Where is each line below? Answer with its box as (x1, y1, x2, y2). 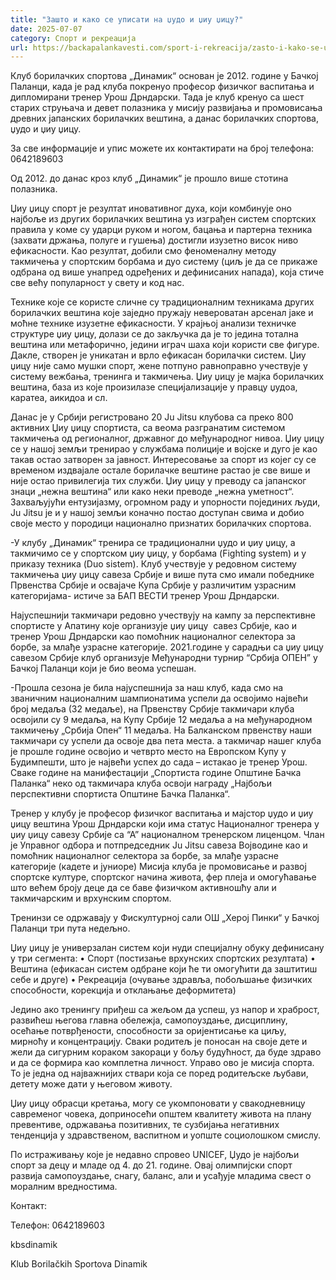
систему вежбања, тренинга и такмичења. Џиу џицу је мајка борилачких (10, 371, 325, 383)
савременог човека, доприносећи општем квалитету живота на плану (10, 1108, 312, 1120)
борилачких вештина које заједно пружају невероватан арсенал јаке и (10, 307, 314, 319)
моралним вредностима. (10, 1181, 118, 1193)
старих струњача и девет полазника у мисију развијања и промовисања (10, 102, 323, 114)
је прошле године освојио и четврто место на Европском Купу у (10, 746, 287, 758)
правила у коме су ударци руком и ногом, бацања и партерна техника (10, 224, 313, 236)
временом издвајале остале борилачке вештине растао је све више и (10, 464, 311, 476)
